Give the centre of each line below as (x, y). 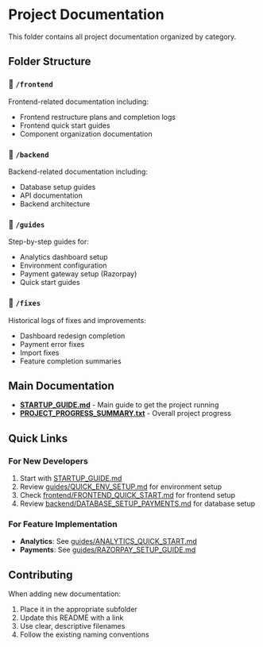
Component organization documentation (86, 133)
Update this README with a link (72, 618)
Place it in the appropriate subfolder (78, 610)
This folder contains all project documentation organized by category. (122, 37)
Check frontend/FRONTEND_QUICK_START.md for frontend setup (128, 495)
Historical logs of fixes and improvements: (77, 320)
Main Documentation (62, 385)
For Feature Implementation (63, 524)
